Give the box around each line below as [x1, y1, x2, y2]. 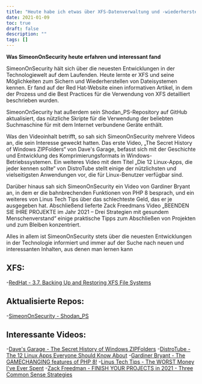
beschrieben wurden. [6, 97, 60, 104]
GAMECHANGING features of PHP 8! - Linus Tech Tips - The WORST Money [6, 358, 195, 365]
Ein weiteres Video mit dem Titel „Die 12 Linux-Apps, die [54, 159, 193, 165]
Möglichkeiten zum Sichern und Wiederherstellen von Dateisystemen [6, 78, 177, 85]
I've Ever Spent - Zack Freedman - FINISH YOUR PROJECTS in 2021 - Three [6, 365, 194, 372]
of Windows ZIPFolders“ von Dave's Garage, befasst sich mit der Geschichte [6, 145, 196, 153]
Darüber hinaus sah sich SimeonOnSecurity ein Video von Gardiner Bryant [6, 183, 191, 190]
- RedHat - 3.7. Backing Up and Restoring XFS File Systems [6, 279, 151, 286]
